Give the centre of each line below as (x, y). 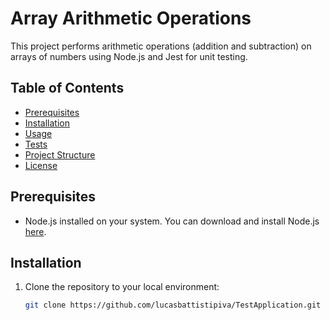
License (41, 165)
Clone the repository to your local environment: (122, 287)
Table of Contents (67, 88)
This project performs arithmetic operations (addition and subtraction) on (161, 46)
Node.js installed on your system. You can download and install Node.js (172, 221)
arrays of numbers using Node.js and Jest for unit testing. (129, 56)
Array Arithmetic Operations (131, 18)
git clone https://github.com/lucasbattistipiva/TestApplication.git (173, 305)
